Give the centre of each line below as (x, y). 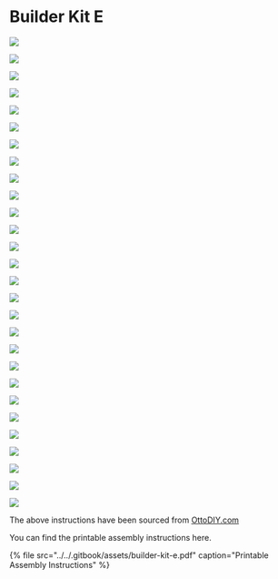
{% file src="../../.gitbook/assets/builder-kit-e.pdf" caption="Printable (139, 555)
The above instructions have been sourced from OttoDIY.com (124, 520)
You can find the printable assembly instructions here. (110, 537)
